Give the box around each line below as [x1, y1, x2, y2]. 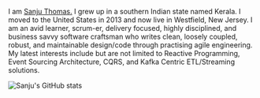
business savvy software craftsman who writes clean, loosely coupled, [8, 32, 238, 41]
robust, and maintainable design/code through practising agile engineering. [8, 40, 253, 50]
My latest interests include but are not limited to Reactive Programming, [8, 49, 240, 58]
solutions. [8, 66, 40, 74]
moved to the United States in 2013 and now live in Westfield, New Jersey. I [8, 15, 253, 24]
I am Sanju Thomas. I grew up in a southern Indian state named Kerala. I [8, 7, 241, 16]
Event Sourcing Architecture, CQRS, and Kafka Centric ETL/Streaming [8, 57, 235, 66]
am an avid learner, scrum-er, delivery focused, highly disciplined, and [8, 24, 237, 32]
